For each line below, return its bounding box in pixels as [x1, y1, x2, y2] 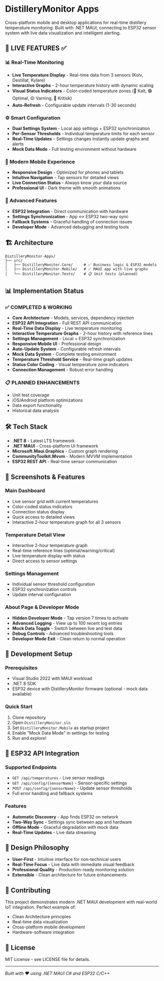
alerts [12, 141, 24, 147]
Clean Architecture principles [12, 914, 71, 920]
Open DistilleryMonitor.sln [12, 719, 71, 725]
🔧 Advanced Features [5, 197, 57, 204]
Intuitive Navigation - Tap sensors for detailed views [12, 175, 119, 181]
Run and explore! [12, 735, 47, 741]
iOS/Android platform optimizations [12, 397, 83, 403]
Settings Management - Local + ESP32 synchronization [12, 336, 125, 342]
